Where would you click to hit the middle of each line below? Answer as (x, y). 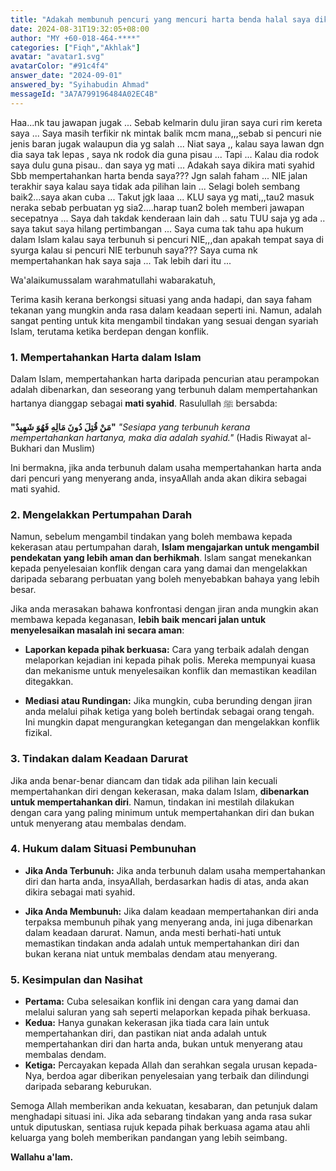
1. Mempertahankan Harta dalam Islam (106, 357)
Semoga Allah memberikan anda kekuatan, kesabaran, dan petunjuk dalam (164, 1106)
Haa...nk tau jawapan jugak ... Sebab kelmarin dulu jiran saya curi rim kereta (166, 122)
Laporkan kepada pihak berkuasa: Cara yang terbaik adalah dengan (167, 650)
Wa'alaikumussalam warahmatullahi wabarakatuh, (113, 280)
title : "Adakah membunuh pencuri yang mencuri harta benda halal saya (160, 19)
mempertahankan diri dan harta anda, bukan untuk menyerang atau (163, 1044)
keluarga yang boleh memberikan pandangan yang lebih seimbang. (149, 1138)
